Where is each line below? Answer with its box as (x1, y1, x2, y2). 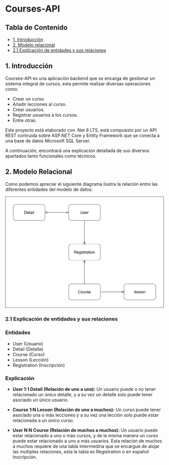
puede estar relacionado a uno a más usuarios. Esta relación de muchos (12, 438, 162, 444)
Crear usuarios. (12, 107, 45, 113)
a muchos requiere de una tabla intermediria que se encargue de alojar (12, 443, 160, 449)
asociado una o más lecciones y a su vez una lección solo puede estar (12, 412, 159, 418)
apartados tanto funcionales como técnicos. (5, 152, 97, 159)
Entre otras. (12, 117, 37, 123)
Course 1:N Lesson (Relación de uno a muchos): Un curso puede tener (12, 407, 161, 413)
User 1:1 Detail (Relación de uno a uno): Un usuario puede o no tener (12, 386, 156, 392)
